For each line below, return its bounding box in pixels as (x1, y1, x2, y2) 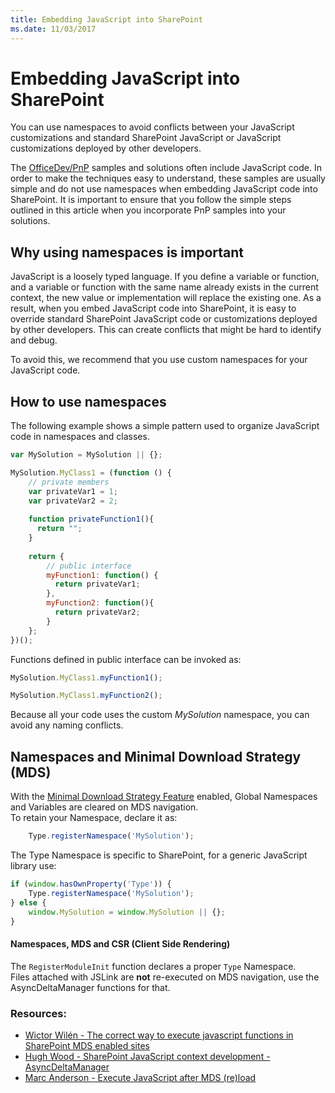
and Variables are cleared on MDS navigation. (10, 801, 199, 813)
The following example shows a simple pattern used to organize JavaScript (10, 420, 320, 432)
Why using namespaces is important (10, 244, 245, 261)
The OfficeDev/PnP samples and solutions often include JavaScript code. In (10, 162, 322, 174)
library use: (10, 860, 57, 871)
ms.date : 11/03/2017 (10, 24, 97, 34)
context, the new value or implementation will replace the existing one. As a (10, 292, 322, 304)
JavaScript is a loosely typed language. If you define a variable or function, (10, 271, 320, 283)
